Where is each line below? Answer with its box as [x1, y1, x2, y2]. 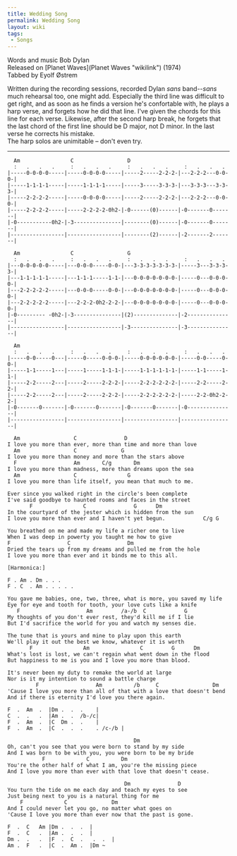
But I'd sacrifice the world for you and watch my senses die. [7, 620, 197, 628]
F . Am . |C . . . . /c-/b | [7, 725, 125, 732]
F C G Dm [29, 503, 162, 510]
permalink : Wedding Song [7, 17, 80, 24]
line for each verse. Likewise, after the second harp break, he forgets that [7, 114, 221, 123]
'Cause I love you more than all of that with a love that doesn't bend [7, 688, 226, 695]
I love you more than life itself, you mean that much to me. [7, 478, 194, 485]
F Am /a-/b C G [16, 608, 188, 615]
